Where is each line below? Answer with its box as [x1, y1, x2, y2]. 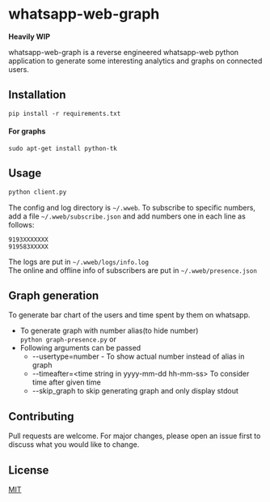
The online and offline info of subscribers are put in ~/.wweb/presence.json [8, 265, 257, 275]
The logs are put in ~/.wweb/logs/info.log [8, 257, 150, 266]
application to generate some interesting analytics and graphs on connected [8, 56, 263, 66]
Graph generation [8, 289, 99, 303]
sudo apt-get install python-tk [8, 144, 117, 152]
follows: [8, 219, 35, 229]
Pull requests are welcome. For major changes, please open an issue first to [8, 431, 261, 441]
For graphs [8, 126, 46, 136]
